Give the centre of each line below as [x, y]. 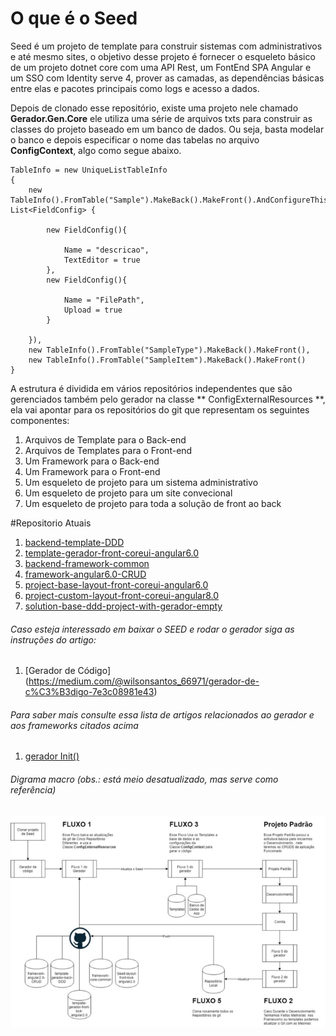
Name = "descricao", [106, 250]
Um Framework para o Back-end [92, 461]
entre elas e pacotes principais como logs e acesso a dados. [135, 88]
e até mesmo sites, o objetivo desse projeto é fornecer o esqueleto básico [163, 56]
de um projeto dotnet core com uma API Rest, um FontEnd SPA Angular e [161, 67]
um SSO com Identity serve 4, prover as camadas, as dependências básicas [167, 78]
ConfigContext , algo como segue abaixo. [96, 150]
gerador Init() [52, 756]
